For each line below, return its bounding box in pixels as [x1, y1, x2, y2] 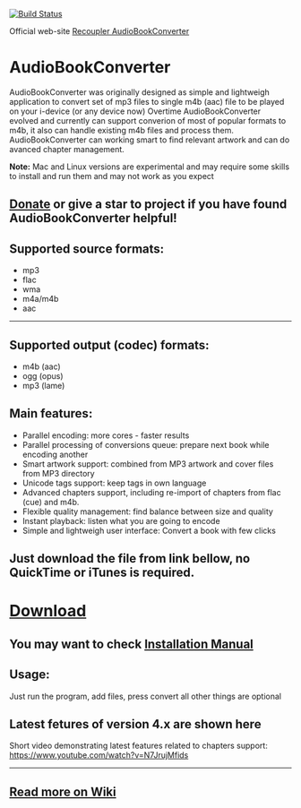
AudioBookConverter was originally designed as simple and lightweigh [9, 86, 271, 98]
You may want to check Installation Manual [9, 636, 254, 651]
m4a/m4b [21, 294, 59, 305]
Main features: [9, 406, 93, 421]
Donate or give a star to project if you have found [9, 197, 288, 212]
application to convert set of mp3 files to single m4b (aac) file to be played [9, 96, 285, 107]
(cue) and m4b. [21, 496, 80, 507]
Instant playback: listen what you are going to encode [21, 515, 221, 526]
